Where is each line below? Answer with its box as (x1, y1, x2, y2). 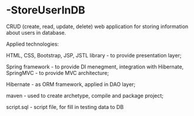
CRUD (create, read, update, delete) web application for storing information (6, 23, 189, 30)
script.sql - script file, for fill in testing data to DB (6, 103, 124, 110)
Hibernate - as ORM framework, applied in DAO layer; (6, 80, 136, 88)
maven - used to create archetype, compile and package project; (6, 92, 163, 99)
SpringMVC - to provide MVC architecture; (6, 69, 109, 76)
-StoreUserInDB (6, 4, 85, 17)
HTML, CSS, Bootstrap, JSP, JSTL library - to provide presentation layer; (6, 52, 182, 59)
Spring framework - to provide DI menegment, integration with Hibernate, (6, 63, 184, 70)
